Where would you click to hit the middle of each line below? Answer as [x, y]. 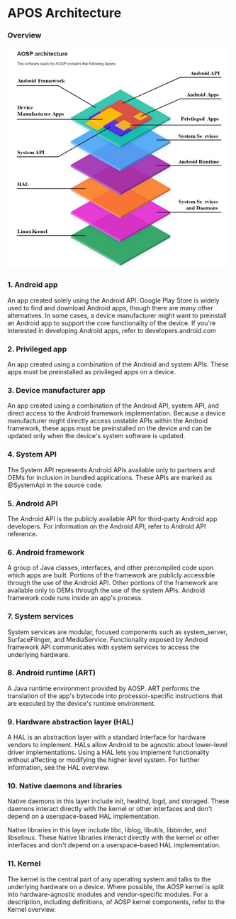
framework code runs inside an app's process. [75, 598]
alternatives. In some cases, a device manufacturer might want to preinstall [117, 315]
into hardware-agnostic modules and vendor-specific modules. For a [108, 894]
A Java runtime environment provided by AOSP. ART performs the [104, 688]
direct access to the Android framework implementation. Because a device [116, 413]
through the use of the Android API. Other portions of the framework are [113, 583]
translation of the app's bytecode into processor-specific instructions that [115, 696]
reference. [22, 533]
